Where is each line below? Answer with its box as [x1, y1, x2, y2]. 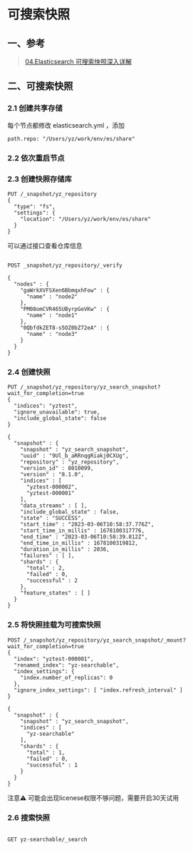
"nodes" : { [14, 280, 50, 287]
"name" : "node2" [26, 293, 78, 300]
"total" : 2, [26, 565, 66, 572]
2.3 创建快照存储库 [7, 174, 73, 184]
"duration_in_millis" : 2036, [20, 546, 110, 553]
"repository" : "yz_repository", [20, 459, 120, 466]
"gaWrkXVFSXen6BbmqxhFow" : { [20, 287, 110, 294]
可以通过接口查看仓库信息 [7, 241, 83, 250]
